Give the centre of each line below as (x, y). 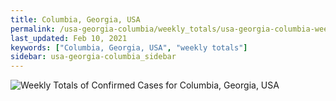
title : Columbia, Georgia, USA (75, 19)
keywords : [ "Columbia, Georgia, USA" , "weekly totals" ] (129, 47)
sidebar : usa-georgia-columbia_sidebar (93, 57)
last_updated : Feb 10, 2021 (69, 38)
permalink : (33, 29)
